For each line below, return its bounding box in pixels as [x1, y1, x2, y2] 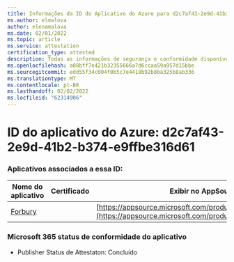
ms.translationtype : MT [7, 75, 77, 82]
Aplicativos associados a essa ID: [7, 164, 123, 174]
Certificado [51, 186, 90, 196]
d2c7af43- [162, 125, 224, 140]
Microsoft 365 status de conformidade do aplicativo [7, 232, 187, 242]
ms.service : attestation [7, 43, 79, 49]
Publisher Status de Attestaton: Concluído [17, 248, 138, 256]
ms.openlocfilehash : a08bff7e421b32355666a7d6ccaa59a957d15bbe [7, 62, 195, 69]
